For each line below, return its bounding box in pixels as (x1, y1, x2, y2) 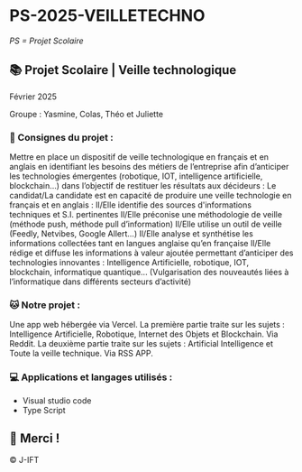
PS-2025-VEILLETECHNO (9, 5, 206, 26)
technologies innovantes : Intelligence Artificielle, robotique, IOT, (9, 257, 250, 268)
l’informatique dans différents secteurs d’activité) (9, 276, 192, 287)
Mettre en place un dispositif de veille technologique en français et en (9, 152, 269, 162)
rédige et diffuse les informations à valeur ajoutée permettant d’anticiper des (9, 247, 295, 258)
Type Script (22, 404, 66, 415)
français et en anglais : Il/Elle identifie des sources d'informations (9, 199, 252, 210)
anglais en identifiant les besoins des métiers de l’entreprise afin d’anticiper (9, 162, 289, 172)
